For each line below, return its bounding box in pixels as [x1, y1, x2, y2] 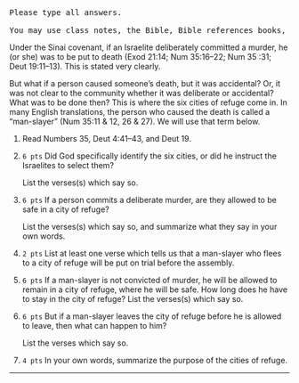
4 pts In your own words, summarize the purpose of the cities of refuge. [21, 355, 287, 365]
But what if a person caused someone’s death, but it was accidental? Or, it [9, 78, 281, 88]
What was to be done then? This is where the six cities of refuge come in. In [9, 97, 287, 108]
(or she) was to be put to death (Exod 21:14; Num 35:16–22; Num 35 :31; [9, 52, 272, 61]
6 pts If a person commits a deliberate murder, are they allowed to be [21, 195, 278, 205]
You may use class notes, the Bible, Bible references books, [9, 26, 287, 35]
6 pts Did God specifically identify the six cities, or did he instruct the [21, 151, 278, 161]
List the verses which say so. [21, 338, 129, 348]
